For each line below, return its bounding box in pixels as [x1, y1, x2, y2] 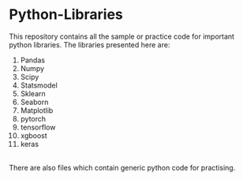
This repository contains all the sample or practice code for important [9, 32, 235, 41]
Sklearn [20, 88, 46, 98]
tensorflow [20, 122, 56, 132]
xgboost [20, 130, 48, 140]
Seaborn [20, 97, 49, 107]
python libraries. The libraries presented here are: [9, 39, 170, 49]
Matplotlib [20, 105, 54, 115]
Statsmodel [20, 81, 58, 90]
